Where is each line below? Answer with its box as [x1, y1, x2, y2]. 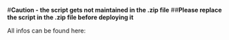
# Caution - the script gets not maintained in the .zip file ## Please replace [7, 6, 223, 14]
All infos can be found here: [7, 27, 86, 34]
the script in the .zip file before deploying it [7, 13, 134, 21]
